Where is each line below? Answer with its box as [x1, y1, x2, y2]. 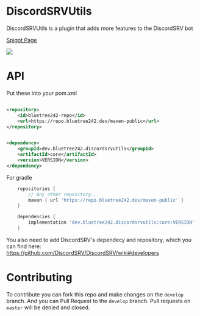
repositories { [17, 185, 56, 192]
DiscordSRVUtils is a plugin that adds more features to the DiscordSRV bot [6, 24, 193, 32]
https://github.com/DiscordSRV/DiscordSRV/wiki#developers [6, 249, 160, 256]
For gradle [6, 174, 32, 181]
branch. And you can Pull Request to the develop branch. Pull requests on [6, 297, 191, 304]
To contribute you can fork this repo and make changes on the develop [6, 290, 184, 298]
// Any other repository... [28, 191, 99, 197]
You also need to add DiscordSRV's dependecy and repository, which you [6, 236, 192, 243]
